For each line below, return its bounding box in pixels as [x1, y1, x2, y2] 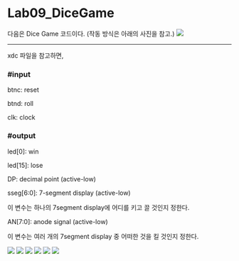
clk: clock [7, 113, 36, 122]
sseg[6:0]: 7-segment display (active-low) [7, 188, 131, 197]
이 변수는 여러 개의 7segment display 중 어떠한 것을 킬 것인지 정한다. [7, 232, 199, 240]
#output [7, 131, 36, 141]
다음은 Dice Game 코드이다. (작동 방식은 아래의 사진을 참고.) [7, 29, 175, 38]
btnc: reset [7, 85, 39, 94]
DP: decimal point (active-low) [7, 174, 96, 183]
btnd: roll [7, 100, 34, 108]
